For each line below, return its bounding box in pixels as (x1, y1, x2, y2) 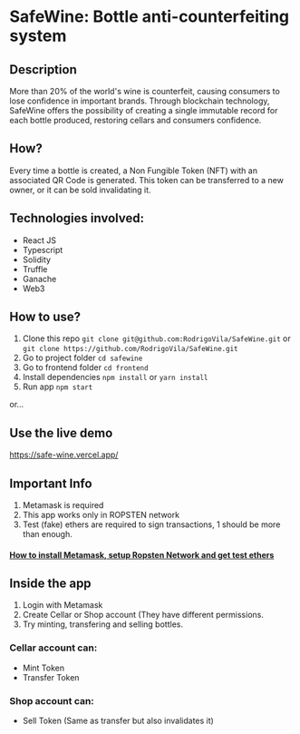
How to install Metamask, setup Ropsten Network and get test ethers (9, 549, 275, 560)
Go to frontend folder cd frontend (22, 362, 149, 373)
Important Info (9, 475, 92, 491)
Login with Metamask (22, 600, 103, 611)
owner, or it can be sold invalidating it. (9, 184, 151, 195)
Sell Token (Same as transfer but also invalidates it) (22, 715, 215, 727)
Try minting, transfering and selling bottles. (22, 619, 184, 630)
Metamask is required (22, 500, 104, 511)
